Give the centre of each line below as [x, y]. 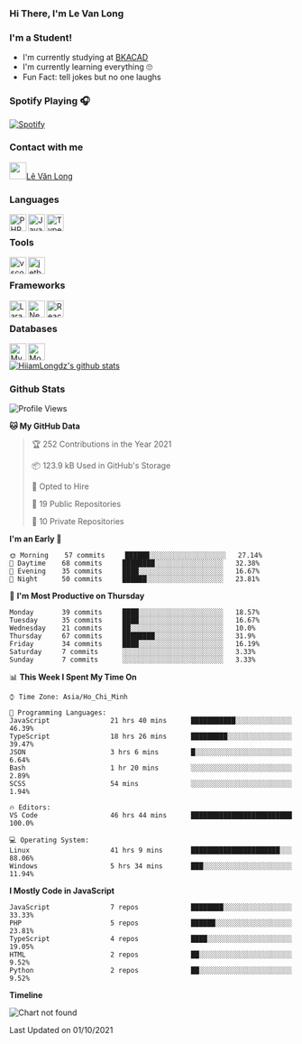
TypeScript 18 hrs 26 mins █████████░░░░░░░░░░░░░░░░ [151, 737]
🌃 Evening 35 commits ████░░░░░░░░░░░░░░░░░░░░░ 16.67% [134, 571]
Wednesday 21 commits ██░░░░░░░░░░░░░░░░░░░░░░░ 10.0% [133, 628]
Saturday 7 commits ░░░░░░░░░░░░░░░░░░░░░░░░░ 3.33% [133, 652]
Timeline [26, 995]
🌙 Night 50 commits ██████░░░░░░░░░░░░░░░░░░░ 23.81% [134, 579]
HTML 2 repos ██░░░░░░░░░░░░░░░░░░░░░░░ [151, 955]
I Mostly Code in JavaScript [62, 891]
